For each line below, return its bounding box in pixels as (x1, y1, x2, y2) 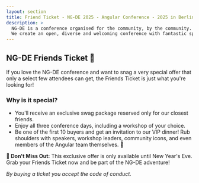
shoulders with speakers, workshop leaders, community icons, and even (14, 135, 192, 142)
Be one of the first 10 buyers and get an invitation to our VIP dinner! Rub (14, 128, 191, 135)
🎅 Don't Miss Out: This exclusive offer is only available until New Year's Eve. (6, 153, 192, 160)
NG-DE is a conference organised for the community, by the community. (11, 25, 192, 31)
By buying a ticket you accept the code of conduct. (6, 171, 131, 178)
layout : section (6, 8, 46, 15)
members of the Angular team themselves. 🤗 (14, 141, 124, 149)
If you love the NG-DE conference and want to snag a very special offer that (6, 68, 191, 75)
